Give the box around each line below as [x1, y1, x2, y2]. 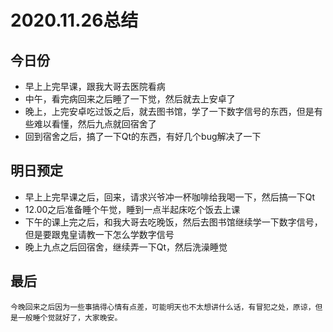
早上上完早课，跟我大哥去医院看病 [24, 81, 166, 92]
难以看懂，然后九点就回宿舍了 [33, 118, 157, 130]
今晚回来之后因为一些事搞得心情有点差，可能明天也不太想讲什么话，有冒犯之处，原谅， [10, 302, 316, 312]
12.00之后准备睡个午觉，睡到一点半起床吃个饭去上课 [24, 203, 241, 215]
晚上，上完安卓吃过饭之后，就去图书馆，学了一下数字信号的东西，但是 [24, 106, 315, 117]
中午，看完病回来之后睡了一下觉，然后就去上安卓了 [24, 93, 236, 105]
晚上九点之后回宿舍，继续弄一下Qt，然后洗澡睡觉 [24, 241, 228, 253]
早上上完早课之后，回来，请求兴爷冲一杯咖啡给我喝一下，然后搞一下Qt [24, 191, 316, 203]
